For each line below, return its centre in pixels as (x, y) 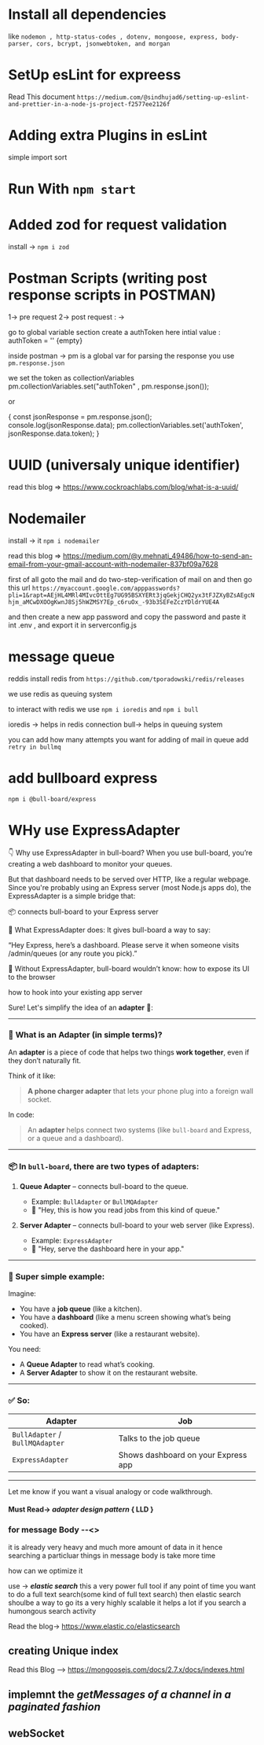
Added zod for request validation (118, 225)
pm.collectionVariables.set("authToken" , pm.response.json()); (109, 386)
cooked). (34, 1326)
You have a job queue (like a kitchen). (81, 1309)
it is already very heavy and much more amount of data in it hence (115, 1547)
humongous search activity (52, 1611)
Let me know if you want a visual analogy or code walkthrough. (110, 1491)
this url (19, 587)
